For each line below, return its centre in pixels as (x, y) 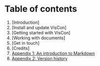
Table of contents (41, 9)
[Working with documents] (38, 38)
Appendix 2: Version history (40, 58)
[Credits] (20, 48)
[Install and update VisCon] (39, 27)
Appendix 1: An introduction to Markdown (53, 53)
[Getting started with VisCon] (41, 33)
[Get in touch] (26, 43)
